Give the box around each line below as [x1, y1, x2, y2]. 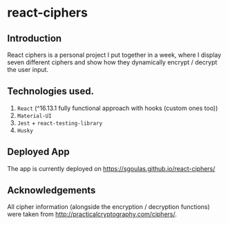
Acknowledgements [7, 185, 96, 197]
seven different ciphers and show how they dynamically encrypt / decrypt [7, 58, 218, 66]
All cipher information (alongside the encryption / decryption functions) [7, 203, 211, 211]
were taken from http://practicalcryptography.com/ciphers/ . [7, 210, 178, 219]
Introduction [7, 33, 62, 44]
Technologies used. [7, 85, 95, 98]
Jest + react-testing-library [17, 118, 102, 127]
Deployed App [7, 146, 70, 158]
